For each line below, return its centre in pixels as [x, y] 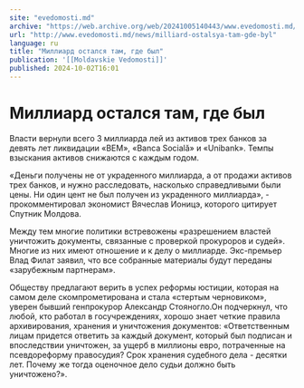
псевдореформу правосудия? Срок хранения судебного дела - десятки [148, 354]
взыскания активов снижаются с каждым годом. [104, 157]
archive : [26, 26]
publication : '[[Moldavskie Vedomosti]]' [89, 60]
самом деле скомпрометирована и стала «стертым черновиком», [138, 296]
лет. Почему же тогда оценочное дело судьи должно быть [123, 364]
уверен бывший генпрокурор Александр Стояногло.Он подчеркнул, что [148, 306]
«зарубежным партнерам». [62, 269]
